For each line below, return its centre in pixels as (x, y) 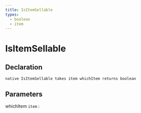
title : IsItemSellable (29, 10)
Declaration (24, 67)
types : (12, 15)
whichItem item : (22, 106)
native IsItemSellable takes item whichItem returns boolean (71, 79)
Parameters (24, 94)
